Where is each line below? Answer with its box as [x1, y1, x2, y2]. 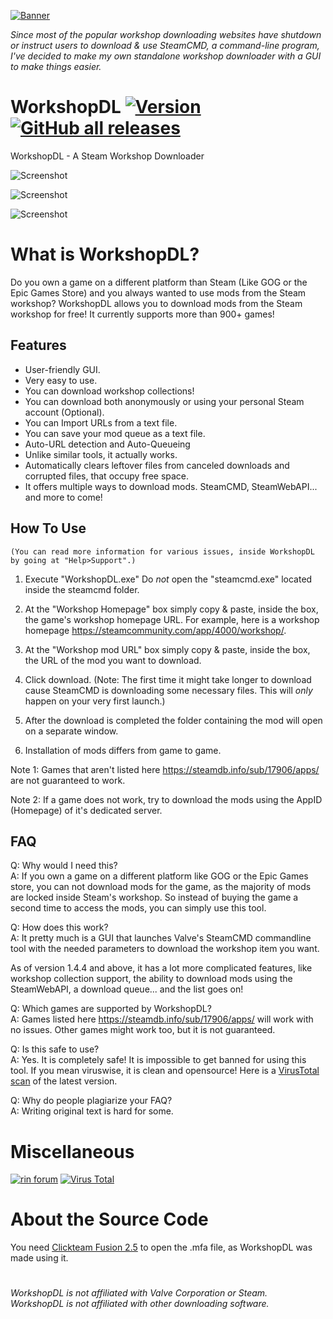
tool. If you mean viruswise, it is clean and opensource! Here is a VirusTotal [10, 1065, 320, 1077]
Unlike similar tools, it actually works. [24, 448, 178, 460]
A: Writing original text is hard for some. [10, 1105, 174, 1117]
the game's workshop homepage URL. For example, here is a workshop [24, 613, 320, 625]
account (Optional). [24, 406, 105, 418]
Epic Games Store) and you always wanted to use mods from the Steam [10, 286, 307, 299]
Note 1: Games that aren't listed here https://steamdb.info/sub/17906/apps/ [10, 763, 320, 775]
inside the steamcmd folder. [24, 583, 140, 595]
